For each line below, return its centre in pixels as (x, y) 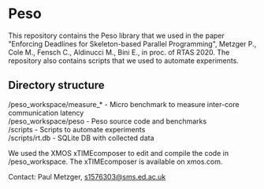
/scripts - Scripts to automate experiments (77, 129)
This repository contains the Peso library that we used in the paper (116, 35)
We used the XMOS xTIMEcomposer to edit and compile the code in (119, 153)
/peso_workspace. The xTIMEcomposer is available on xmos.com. (115, 161)
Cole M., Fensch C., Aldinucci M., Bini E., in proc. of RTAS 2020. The (119, 52)
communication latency (46, 113)
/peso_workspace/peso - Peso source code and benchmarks (108, 121)
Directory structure (56, 85)
